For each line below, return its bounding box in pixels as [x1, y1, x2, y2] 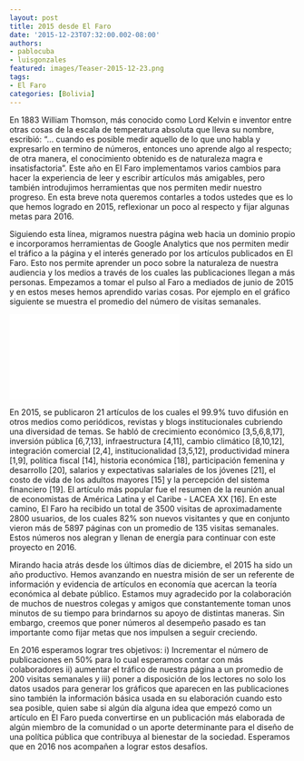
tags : [9, 73, 30, 82]
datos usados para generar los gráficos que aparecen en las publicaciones [9, 683, 289, 694]
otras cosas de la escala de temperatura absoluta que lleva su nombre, [9, 124, 275, 134]
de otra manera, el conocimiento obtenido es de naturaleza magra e [9, 153, 263, 163]
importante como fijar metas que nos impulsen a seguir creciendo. [9, 627, 259, 637]
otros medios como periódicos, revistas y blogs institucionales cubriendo [9, 416, 283, 427]
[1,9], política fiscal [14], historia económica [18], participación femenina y [9, 455, 286, 466]
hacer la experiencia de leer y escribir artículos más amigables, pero [9, 172, 266, 183]
